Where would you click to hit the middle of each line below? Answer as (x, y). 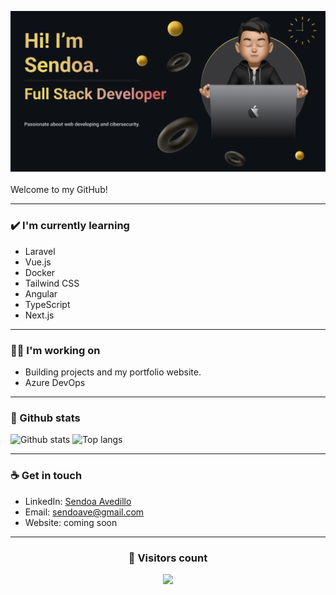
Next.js (39, 315)
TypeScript (47, 304)
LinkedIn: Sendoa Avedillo (78, 501)
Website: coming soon (71, 522)
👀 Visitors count (168, 558)
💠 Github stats (45, 418)
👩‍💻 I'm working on (55, 350)
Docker (40, 272)
